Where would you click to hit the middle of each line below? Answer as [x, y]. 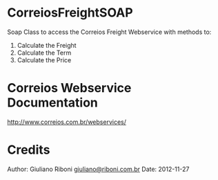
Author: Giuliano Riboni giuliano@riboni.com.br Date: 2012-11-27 [98, 169]
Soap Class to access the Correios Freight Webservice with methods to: [109, 32]
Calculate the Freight [47, 45]
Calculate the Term [44, 53]
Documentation [53, 103]
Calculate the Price [44, 60]
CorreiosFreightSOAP [70, 13]
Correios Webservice [69, 88]
